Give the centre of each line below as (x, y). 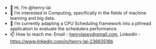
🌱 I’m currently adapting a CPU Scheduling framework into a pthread (80, 23)
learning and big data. (32, 18)
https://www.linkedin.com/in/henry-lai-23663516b (61, 41)
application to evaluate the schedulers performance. (64, 29)
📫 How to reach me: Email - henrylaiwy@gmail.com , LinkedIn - (75, 34)
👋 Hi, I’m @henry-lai (30, 8)
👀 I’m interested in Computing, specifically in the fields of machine (78, 13)
